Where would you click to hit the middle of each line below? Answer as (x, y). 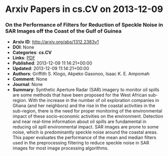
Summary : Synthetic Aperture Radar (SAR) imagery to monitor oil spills (86, 90)
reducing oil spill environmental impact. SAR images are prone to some (86, 127)
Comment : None (30, 79)
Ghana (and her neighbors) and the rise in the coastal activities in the (84, 105)
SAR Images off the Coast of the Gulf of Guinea (63, 31)
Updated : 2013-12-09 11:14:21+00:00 (51, 68)
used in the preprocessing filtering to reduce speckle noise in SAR (81, 143)
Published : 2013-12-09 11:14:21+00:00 (52, 63)
